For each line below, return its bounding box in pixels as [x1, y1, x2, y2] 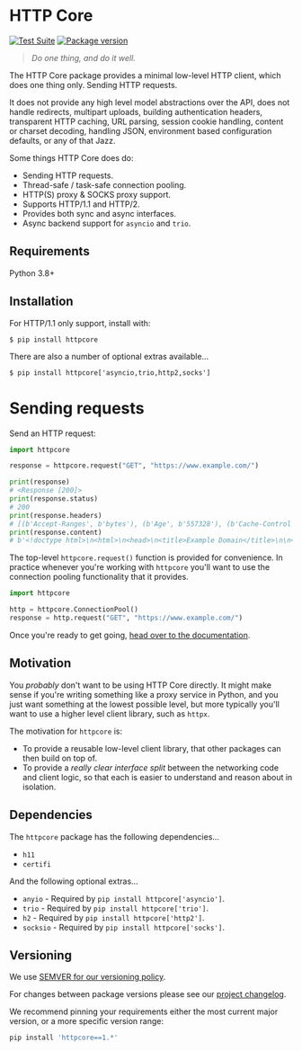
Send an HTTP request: [9, 428, 96, 439]
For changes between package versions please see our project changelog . [9, 989, 287, 1000]
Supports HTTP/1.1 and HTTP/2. [22, 199, 141, 209]
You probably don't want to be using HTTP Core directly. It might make [9, 680, 272, 690]
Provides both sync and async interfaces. [22, 208, 177, 218]
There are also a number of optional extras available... [9, 351, 209, 361]
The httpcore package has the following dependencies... [9, 831, 220, 842]
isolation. [22, 781, 57, 792]
